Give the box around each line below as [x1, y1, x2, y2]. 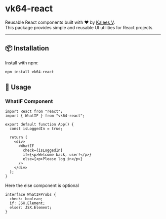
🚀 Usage [5, 83, 31, 91]
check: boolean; [9, 196, 43, 202]
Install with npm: [5, 60, 39, 66]
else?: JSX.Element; [9, 205, 52, 210]
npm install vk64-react [5, 69, 54, 74]
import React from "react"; [5, 109, 63, 114]
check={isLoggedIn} [23, 148, 63, 153]
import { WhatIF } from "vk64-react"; [5, 113, 85, 119]
